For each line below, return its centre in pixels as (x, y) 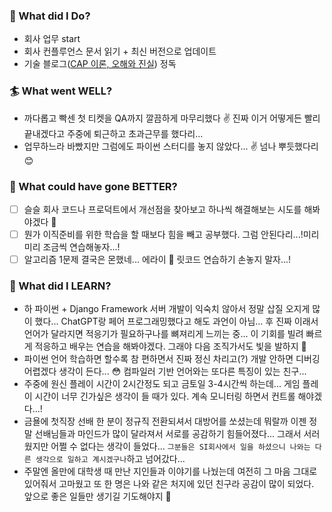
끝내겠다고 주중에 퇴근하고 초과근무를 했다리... (113, 133)
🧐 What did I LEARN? (60, 286)
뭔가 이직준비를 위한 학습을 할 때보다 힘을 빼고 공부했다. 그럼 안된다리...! (163, 234)
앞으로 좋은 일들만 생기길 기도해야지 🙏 (97, 496)
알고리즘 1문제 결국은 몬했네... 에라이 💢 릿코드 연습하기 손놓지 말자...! (157, 260)
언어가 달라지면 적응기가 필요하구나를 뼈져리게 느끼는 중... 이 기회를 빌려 (163, 334)
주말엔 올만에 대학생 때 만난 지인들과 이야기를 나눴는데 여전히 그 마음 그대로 (170, 471)
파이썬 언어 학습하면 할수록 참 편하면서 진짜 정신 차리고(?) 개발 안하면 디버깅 (172, 359)
